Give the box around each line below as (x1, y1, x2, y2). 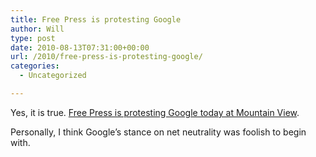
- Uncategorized (19, 71, 87, 81)
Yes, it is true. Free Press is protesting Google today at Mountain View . (10, 106, 300, 118)
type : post (10, 33, 56, 43)
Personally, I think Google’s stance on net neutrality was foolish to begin (10, 126, 307, 138)
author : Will (10, 24, 65, 34)
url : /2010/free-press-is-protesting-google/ (10, 52, 203, 62)
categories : (10, 61, 60, 71)
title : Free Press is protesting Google (10, 14, 182, 25)
